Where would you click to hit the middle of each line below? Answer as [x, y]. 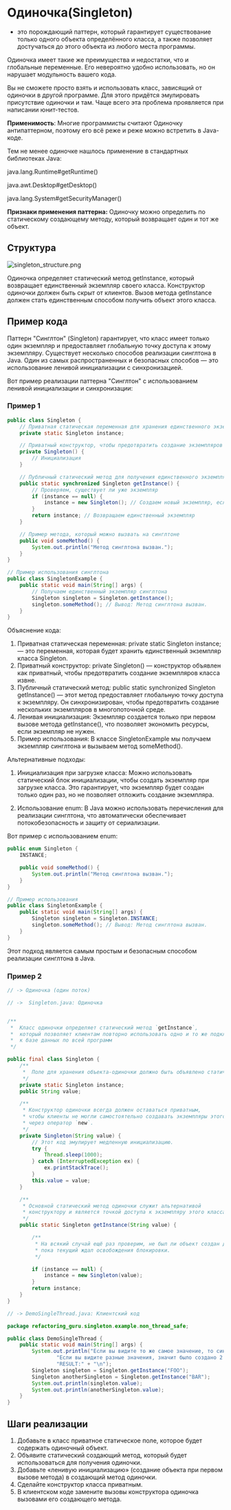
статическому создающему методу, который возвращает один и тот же [113, 219]
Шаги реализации [47, 1424]
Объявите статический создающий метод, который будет [102, 1455]
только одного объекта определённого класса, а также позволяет [115, 39]
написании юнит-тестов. [43, 110]
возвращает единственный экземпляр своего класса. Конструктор [106, 285]
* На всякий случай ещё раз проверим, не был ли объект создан [127, 1244]
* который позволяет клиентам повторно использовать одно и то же [109, 1034]
